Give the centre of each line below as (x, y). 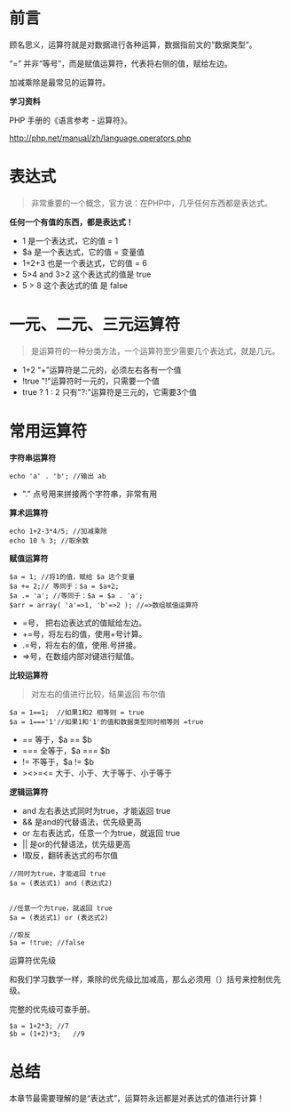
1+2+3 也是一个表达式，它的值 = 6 (85, 262)
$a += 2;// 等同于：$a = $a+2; (64, 586)
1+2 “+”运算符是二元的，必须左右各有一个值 (102, 369)
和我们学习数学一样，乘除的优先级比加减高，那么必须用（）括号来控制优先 (145, 979)
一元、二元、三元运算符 (95, 325)
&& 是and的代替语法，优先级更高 (82, 822)
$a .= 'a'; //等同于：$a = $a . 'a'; (76, 596)
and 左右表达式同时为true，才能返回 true (96, 810)
